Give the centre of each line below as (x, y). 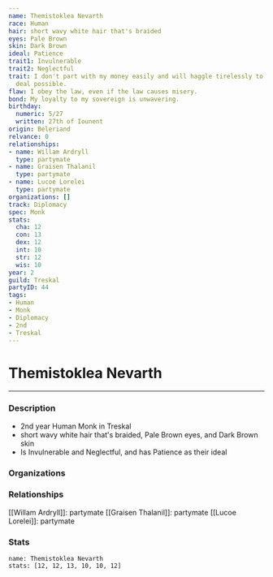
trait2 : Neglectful (41, 69)
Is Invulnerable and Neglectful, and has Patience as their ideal (123, 452)
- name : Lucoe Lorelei (47, 182)
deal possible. (41, 84)
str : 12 (29, 257)
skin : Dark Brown (38, 46)
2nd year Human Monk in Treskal (76, 426)
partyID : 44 (28, 288)
